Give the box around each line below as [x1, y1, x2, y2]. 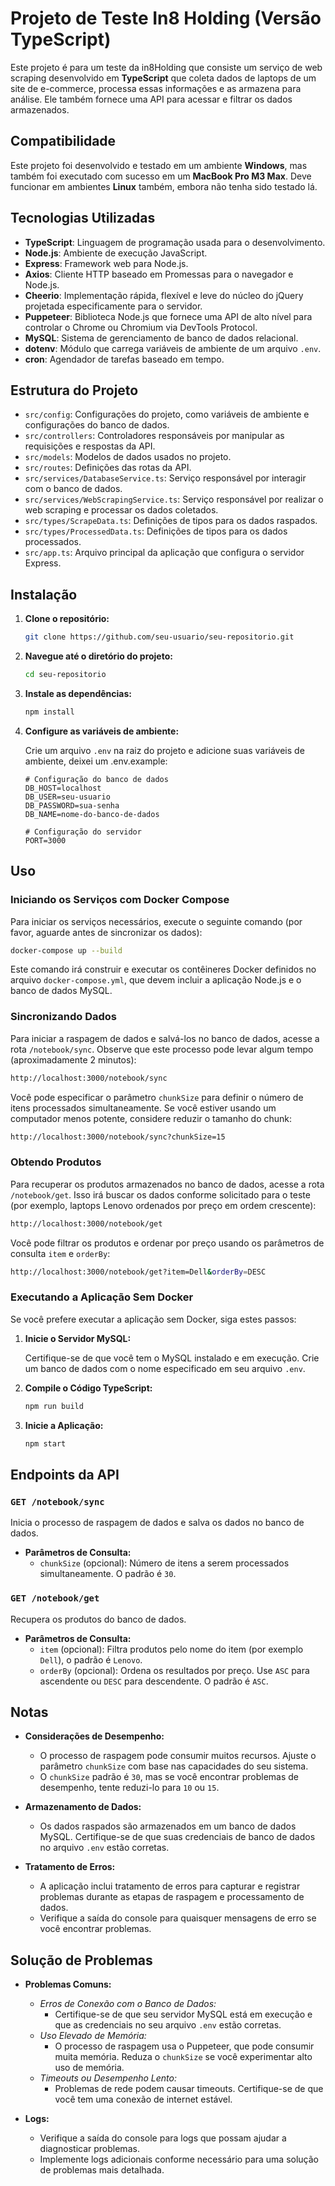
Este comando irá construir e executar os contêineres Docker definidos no [10, 963, 317, 976]
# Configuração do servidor [24, 827, 142, 837]
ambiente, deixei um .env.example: [24, 755, 168, 767]
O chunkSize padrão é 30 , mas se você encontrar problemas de [39, 1771, 300, 1783]
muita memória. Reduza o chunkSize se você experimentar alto [54, 2051, 313, 2063]
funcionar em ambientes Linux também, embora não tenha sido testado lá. [10, 180, 318, 192]
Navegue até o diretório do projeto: [24, 650, 173, 662]
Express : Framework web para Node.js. [24, 257, 189, 269]
